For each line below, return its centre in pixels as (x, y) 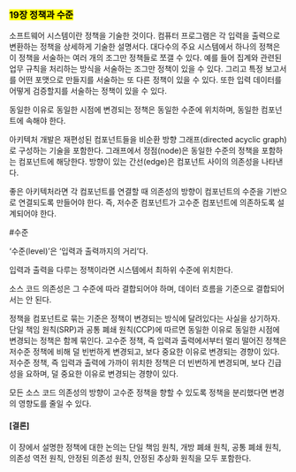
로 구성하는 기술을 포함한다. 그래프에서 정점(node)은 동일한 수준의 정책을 (134, 151)
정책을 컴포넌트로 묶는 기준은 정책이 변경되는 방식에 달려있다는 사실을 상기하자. (145, 319)
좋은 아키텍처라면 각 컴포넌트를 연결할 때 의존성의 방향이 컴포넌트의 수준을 (137, 192)
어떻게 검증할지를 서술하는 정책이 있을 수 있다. (88, 91)
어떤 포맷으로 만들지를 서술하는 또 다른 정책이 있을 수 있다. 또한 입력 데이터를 (150, 80)
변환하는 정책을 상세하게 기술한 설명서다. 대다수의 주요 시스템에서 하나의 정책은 (145, 47)
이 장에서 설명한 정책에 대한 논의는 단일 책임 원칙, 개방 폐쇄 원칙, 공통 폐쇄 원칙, (145, 447)
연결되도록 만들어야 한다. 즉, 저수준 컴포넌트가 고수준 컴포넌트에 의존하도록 (147, 202)
